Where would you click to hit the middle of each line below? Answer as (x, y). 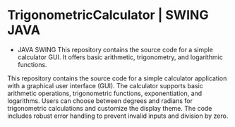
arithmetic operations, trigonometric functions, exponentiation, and (105, 93)
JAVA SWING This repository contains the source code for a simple (115, 49)
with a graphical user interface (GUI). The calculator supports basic (105, 85)
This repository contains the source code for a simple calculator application (117, 78)
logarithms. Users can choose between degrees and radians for (100, 101)
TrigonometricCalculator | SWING (108, 15)
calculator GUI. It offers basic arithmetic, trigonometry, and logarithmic (120, 57)
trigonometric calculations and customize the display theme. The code (110, 108)
